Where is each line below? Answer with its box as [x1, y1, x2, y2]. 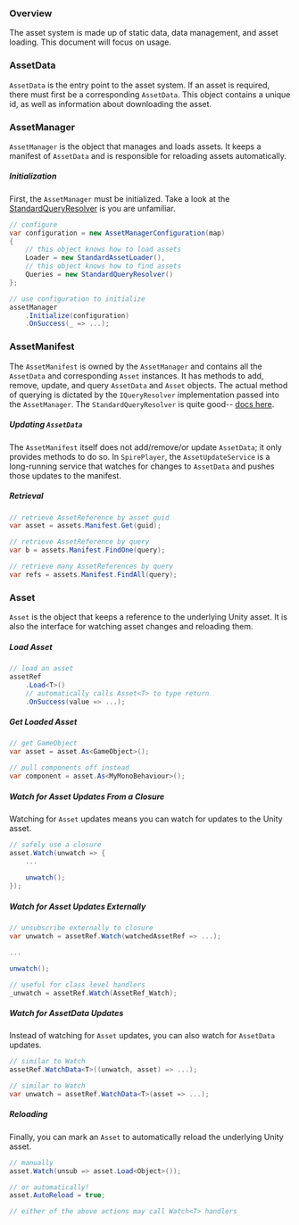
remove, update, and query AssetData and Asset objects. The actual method [9, 379, 288, 390]
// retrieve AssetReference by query [9, 537, 150, 546]
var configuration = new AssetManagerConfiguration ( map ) [9, 229, 226, 237]
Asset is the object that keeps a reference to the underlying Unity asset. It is [9, 612, 288, 622]
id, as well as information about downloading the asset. [9, 98, 212, 109]
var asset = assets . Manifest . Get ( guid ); [9, 521, 162, 530]
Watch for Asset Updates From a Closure [9, 791, 165, 802]
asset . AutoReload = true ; [9, 1191, 105, 1200]
